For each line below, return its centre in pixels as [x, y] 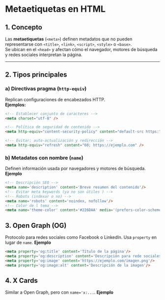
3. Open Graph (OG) [36, 225]
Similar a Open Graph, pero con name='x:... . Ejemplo [59, 292]
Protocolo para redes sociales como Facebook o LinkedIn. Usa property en [81, 238]
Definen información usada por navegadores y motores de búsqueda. [75, 169]
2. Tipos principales [36, 75]
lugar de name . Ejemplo [28, 242]
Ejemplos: [15, 105]
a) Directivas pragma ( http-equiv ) [46, 89]
